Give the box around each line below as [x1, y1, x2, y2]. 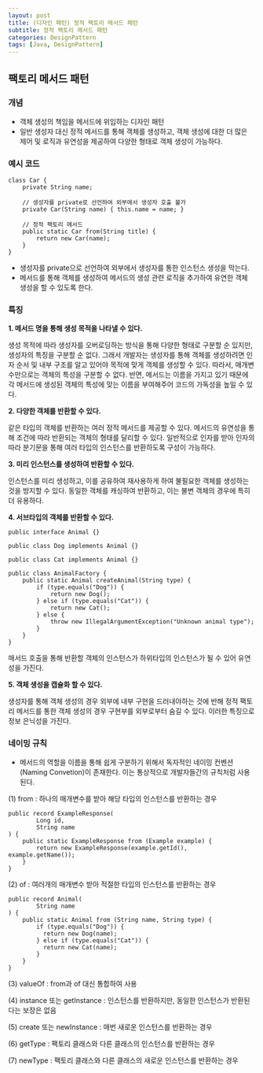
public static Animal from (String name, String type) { [22, 916, 213, 923]
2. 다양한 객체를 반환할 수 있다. [8, 406, 101, 416]
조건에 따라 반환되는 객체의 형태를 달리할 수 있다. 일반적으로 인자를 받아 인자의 [16, 433, 255, 442]
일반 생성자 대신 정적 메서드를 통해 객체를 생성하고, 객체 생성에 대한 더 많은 [19, 127, 248, 136]
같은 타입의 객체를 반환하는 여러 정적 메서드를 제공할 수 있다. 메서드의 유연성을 [8, 423, 247, 433]
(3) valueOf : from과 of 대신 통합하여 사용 [8, 979, 137, 988]
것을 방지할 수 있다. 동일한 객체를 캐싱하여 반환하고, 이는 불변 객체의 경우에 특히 [8, 486, 251, 496]
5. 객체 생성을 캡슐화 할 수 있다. [8, 680, 103, 690]
